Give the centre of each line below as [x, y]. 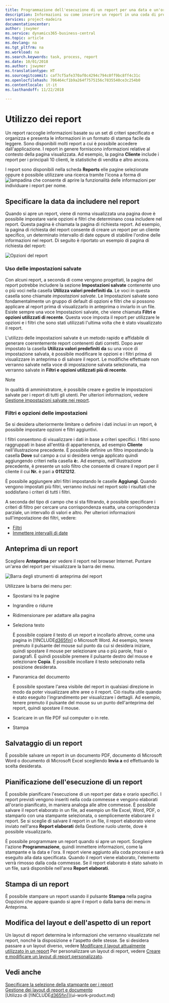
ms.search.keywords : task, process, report [52, 57]
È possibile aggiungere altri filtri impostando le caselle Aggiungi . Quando [81, 481]
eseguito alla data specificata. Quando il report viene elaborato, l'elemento [82, 858]
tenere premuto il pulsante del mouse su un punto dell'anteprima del [83, 702]
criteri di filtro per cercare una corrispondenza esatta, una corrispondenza [82, 507]
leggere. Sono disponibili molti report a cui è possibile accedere [71, 144]
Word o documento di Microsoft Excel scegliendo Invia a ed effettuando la [82, 761]
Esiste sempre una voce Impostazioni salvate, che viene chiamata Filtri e [80, 312]
